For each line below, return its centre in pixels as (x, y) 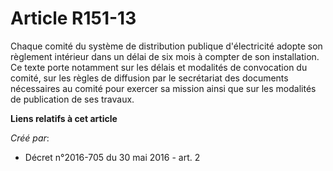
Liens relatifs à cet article (64, 118)
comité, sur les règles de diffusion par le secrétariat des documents (149, 78)
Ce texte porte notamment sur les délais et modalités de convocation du (159, 67)
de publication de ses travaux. (72, 99)
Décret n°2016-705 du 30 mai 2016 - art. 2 (112, 157)
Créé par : (30, 138)
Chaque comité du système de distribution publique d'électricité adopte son (166, 46)
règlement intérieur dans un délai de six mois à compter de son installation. (165, 56)
